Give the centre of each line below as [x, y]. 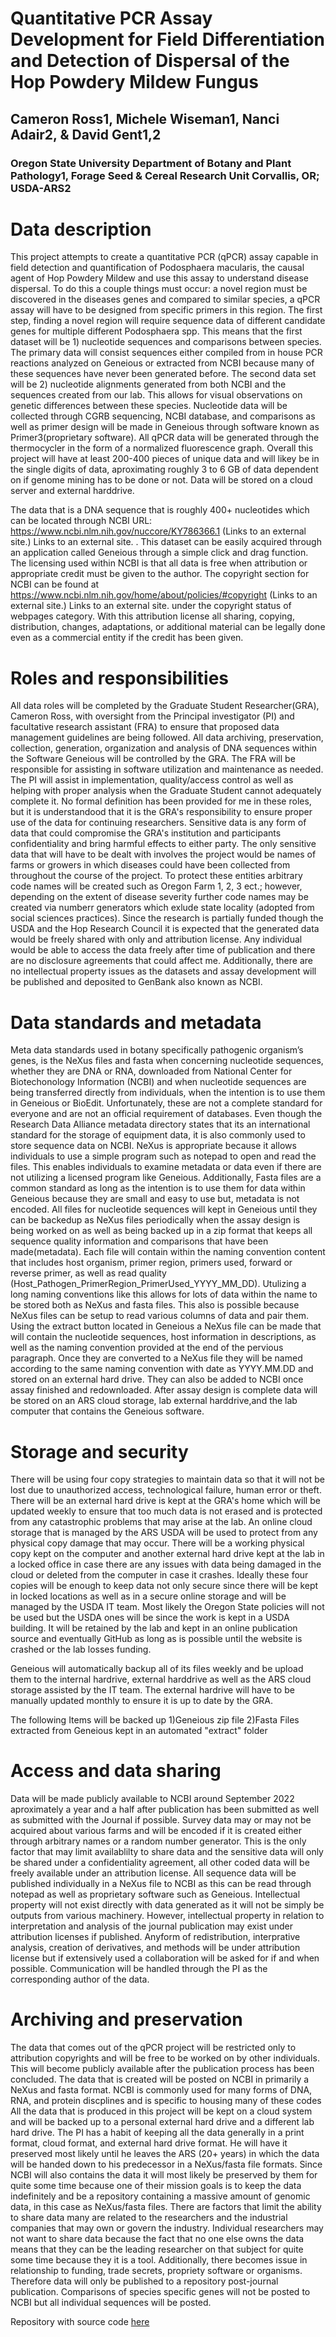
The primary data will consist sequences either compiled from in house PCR [166, 353]
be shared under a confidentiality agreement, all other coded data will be [160, 1863]
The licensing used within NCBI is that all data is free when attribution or [159, 563]
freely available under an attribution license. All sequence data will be [153, 1873]
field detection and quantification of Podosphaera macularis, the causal [157, 268]
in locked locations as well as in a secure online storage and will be [148, 1596]
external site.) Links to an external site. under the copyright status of [151, 606]
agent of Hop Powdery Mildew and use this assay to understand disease [159, 278]
